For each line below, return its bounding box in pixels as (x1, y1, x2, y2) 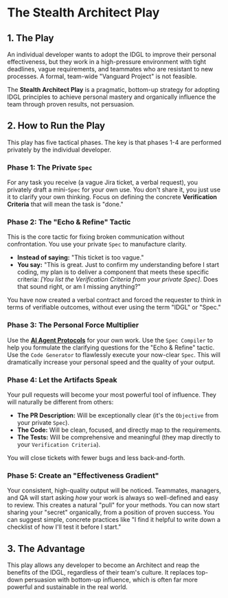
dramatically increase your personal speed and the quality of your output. (7, 358, 215, 366)
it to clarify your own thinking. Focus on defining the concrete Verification (7, 193, 218, 201)
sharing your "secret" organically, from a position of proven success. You (7, 508, 215, 516)
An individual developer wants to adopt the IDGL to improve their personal (7, 50, 216, 58)
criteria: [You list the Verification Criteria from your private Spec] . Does (16, 275, 218, 284)
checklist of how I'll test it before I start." (7, 523, 122, 531)
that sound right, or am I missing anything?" (16, 283, 141, 291)
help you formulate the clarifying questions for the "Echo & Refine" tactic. (7, 343, 215, 352)
